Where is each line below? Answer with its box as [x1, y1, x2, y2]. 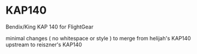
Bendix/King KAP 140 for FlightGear [5, 23, 94, 30]
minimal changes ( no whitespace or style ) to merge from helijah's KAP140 [5, 34, 191, 42]
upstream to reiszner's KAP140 [5, 41, 82, 48]
